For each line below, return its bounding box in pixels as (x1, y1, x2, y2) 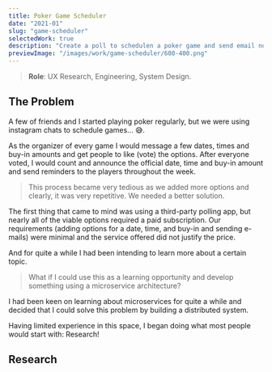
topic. (8, 256, 28, 266)
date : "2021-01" (8, 19, 63, 27)
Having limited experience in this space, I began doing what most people (8, 320, 251, 330)
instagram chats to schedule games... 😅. (8, 125, 146, 134)
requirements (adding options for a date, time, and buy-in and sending (8, 223, 243, 233)
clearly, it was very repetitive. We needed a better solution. (28, 191, 225, 201)
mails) (8, 232, 29, 242)
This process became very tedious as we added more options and (28, 182, 249, 192)
